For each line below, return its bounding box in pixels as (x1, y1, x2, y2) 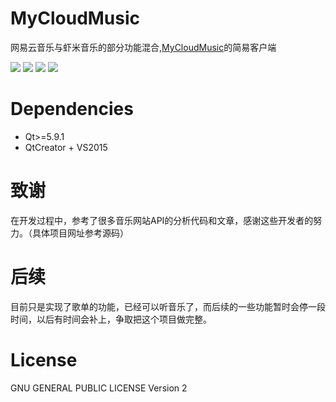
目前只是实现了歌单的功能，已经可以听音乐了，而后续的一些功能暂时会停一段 (10, 300, 326, 312)
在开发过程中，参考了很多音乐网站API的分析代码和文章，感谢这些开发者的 (10, 214, 314, 226)
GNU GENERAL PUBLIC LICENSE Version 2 (10, 382, 188, 394)
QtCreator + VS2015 (24, 141, 108, 153)
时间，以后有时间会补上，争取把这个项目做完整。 (10, 313, 212, 325)
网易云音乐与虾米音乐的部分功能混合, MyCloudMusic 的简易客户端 (10, 41, 277, 53)
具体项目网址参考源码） (31, 227, 129, 239)
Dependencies (10, 98, 134, 121)
